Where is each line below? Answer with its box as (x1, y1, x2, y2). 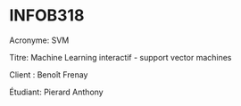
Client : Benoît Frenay (9, 69, 88, 80)
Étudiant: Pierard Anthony (9, 86, 104, 97)
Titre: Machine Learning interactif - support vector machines (9, 52, 232, 62)
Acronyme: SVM (9, 35, 70, 45)
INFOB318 (9, 5, 85, 26)
